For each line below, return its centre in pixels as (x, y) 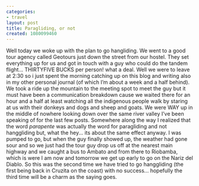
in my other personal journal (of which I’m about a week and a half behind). (98, 82)
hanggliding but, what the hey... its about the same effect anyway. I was (94, 133)
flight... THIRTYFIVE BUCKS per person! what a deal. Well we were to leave (98, 70)
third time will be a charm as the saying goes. (61, 177)
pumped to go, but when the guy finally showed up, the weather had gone (97, 139)
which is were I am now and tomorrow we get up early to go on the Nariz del (99, 158)
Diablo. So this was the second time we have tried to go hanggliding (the (95, 165)
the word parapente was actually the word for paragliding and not (87, 127)
